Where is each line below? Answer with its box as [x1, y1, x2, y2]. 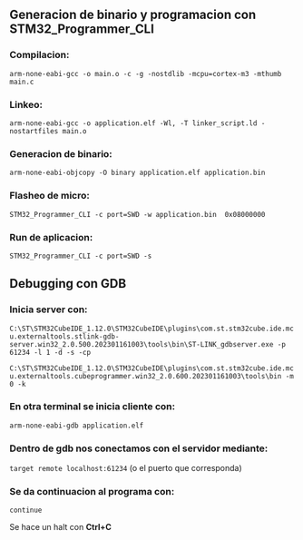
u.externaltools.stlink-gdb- [9, 331, 120, 341]
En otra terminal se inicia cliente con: [9, 400, 175, 413]
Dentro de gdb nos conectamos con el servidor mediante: [9, 442, 269, 455]
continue [9, 506, 43, 515]
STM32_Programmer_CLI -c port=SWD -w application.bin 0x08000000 [9, 210, 266, 219]
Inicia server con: [9, 303, 88, 316]
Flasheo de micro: [9, 190, 91, 202]
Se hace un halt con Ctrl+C [9, 522, 112, 533]
